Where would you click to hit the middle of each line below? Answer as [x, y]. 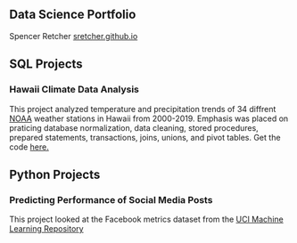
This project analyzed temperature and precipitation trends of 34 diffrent [143, 109]
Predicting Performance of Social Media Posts [111, 199]
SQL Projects [46, 65]
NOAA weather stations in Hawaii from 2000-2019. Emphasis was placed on [149, 118]
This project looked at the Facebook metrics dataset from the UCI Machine [146, 219]
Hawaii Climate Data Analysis [74, 90]
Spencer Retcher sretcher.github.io [74, 36]
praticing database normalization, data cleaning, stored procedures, [134, 127]
